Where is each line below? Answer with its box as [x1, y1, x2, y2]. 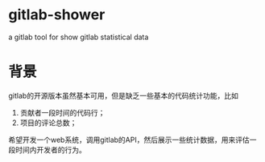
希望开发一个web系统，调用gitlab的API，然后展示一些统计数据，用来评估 [8, 135, 250, 144]
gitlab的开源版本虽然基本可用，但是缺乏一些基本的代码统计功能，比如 [8, 91, 239, 100]
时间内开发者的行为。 [14, 144, 86, 154]
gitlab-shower [8, 6, 106, 24]
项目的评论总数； [19, 118, 77, 128]
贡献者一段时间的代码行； [19, 107, 106, 117]
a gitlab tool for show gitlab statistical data [8, 32, 149, 42]
